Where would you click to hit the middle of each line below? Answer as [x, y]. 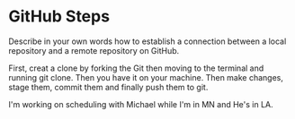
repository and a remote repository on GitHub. [94, 50]
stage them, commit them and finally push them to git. [108, 87]
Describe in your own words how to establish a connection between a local [147, 41]
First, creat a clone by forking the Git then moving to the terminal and [136, 68]
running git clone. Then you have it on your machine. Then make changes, [146, 77]
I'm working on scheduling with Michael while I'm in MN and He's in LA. [141, 104]
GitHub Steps [59, 17]
